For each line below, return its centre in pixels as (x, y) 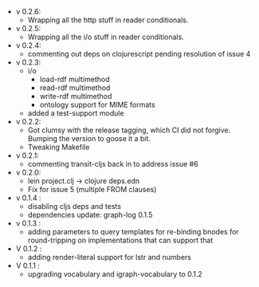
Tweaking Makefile (59, 147)
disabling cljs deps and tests (75, 206)
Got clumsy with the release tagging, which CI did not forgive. (129, 130)
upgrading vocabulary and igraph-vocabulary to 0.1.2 (115, 274)
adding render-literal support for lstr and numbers (110, 257)
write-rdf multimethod (76, 96)
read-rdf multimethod (75, 88)
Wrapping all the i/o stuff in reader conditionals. (106, 37)
